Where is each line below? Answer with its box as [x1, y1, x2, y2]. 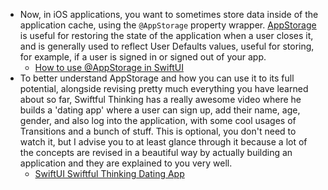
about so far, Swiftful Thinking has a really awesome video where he [19, 94, 302, 105]
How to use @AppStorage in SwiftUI [34, 62, 184, 73]
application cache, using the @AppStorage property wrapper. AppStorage [19, 19, 317, 31]
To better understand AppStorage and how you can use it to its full [19, 72, 295, 84]
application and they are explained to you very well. [19, 157, 233, 169]
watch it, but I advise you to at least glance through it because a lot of [19, 136, 308, 148]
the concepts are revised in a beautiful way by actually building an [19, 147, 293, 158]
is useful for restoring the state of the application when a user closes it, [19, 30, 314, 41]
